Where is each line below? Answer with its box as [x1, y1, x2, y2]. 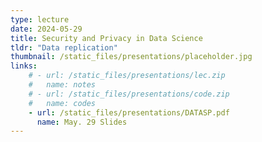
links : [10, 61, 38, 71]
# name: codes [28, 98, 97, 108]
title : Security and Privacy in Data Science [10, 33, 203, 43]
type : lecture [10, 14, 70, 25]
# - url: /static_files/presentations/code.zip [28, 89, 230, 99]
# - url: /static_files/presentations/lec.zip [28, 71, 226, 81]
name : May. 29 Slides [36, 117, 128, 127]
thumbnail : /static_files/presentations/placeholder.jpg [10, 52, 253, 62]
